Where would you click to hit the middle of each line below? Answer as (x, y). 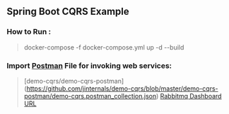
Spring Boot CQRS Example (68, 12)
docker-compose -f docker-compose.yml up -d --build (104, 47)
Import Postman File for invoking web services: (89, 65)
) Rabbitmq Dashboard (189, 96)
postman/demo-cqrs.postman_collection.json (90, 96)
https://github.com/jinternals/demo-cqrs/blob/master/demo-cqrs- (122, 89)
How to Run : (29, 32)
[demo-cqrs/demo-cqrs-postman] (74, 81)
